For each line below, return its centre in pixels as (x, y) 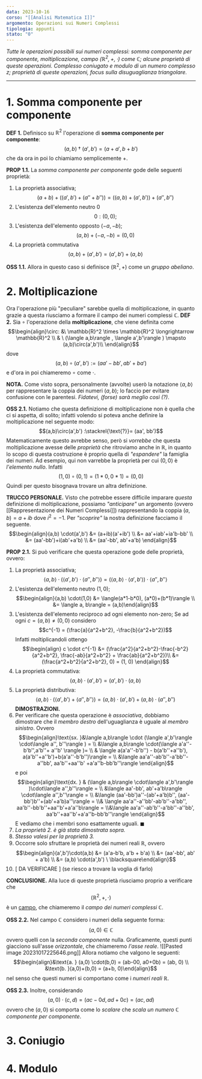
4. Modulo (32, 1068)
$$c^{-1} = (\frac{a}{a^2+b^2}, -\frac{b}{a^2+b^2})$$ (106, 630)
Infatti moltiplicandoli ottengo (51, 639)
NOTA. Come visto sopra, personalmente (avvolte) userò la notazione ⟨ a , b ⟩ (100, 384)
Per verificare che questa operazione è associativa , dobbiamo (92, 715)
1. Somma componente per (74, 102)
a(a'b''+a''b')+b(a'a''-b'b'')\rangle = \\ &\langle (80, 757)
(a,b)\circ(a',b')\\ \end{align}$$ (101, 344)
